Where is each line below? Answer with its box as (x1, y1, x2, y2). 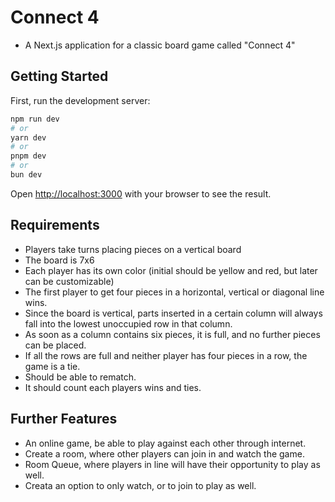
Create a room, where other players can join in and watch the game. (24, 447, 305, 460)
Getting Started (10, 68, 109, 85)
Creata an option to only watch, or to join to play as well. (24, 479, 257, 491)
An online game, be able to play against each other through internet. (24, 437, 307, 449)
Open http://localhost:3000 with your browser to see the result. (10, 187, 272, 200)
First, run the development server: (10, 94, 151, 106)
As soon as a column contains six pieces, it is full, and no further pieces (24, 328, 321, 340)
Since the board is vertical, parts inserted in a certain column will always (24, 307, 323, 319)
